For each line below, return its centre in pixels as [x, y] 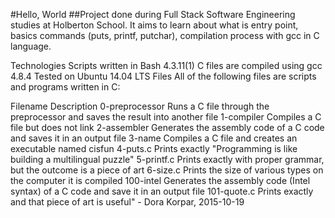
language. [31, 46]
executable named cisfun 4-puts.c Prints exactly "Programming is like [154, 148]
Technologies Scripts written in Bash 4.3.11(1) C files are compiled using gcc [166, 65]
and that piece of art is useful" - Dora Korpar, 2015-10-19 [127, 202]
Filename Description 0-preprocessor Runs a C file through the [140, 106]
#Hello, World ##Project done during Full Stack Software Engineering [153, 14]
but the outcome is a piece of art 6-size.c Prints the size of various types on [167, 170]
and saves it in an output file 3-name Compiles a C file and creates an [154, 138]
